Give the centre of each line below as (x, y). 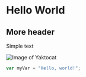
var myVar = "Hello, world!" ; (44, 68)
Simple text (20, 46)
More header (31, 32)
